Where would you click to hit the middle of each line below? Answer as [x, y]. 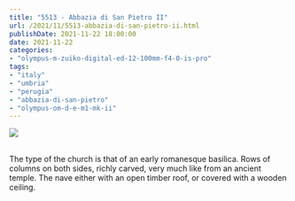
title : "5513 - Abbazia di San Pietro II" [89, 17]
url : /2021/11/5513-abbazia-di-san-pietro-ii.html [105, 26]
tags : [19, 67]
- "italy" [27, 75]
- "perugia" [31, 91]
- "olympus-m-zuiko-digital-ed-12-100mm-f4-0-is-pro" [111, 58]
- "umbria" [29, 83]
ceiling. [23, 188]
